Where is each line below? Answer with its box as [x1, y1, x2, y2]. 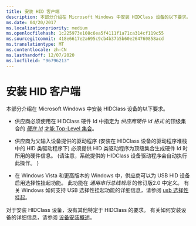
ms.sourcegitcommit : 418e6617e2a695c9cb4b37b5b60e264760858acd [6, 36, 164, 42]
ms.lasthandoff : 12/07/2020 [6, 52, 75, 58]
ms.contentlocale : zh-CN [6, 47, 67, 53]
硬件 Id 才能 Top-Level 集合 [26, 125, 93, 132]
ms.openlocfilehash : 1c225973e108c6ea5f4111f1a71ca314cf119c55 [6, 31, 164, 36]
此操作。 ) [14, 160, 39, 167]
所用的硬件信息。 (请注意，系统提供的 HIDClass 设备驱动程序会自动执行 [14, 152, 188, 159]
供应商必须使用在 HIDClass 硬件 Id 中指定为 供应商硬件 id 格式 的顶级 [14, 118, 181, 125]
